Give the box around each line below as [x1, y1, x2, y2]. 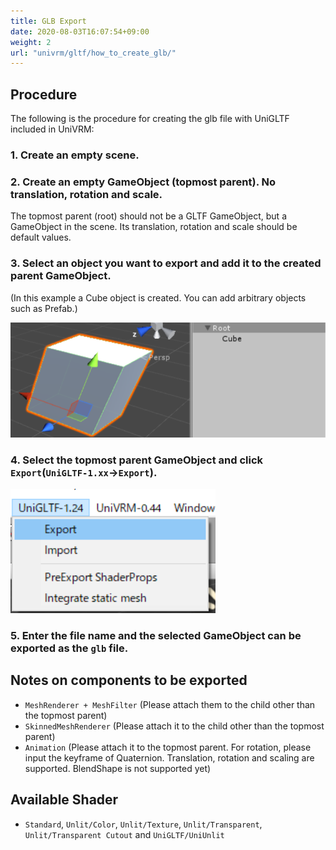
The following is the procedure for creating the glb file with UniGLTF [10, 113, 290, 125]
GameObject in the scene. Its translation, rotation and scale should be [10, 221, 298, 233]
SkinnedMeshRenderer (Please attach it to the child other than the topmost [24, 720, 325, 732]
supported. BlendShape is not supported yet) [24, 762, 212, 774]
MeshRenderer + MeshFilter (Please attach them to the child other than [24, 698, 316, 710]
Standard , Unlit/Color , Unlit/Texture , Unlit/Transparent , [24, 818, 263, 830]
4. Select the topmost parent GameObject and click [10, 453, 264, 467]
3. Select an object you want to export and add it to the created [10, 256, 322, 270]
